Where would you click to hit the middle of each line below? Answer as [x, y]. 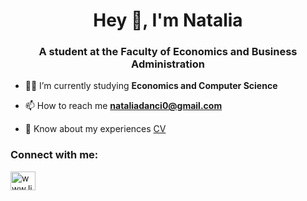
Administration [168, 64]
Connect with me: [54, 155]
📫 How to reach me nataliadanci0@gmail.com [123, 106]
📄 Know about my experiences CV [95, 129]
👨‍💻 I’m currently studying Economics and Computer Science [151, 86]
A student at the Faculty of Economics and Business [168, 52]
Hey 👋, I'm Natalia [168, 20]
